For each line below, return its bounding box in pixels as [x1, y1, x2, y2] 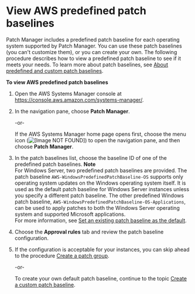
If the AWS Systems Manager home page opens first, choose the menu [14, 131, 186, 138]
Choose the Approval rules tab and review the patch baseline [14, 228, 164, 235]
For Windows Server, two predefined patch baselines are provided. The [14, 166, 187, 174]
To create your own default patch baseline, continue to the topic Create [14, 275, 187, 282]
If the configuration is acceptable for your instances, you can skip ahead [14, 246, 190, 253]
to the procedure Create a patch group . [14, 252, 110, 259]
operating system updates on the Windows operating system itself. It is [14, 179, 186, 186]
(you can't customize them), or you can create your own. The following [6, 48, 177, 55]
